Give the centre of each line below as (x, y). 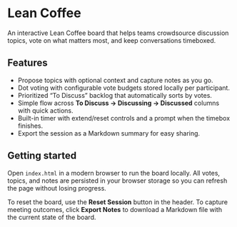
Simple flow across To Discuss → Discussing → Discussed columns (118, 103)
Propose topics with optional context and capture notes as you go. (115, 80)
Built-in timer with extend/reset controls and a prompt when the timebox (124, 118)
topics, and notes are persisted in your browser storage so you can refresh (117, 181)
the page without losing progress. (57, 188)
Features (27, 63)
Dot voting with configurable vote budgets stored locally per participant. (124, 88)
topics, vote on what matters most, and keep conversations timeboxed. (112, 40)
